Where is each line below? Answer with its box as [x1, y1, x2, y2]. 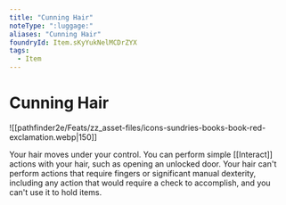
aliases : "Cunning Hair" [9, 29, 102, 38]
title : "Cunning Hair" [9, 12, 94, 22]
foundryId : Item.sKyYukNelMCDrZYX [9, 37, 138, 47]
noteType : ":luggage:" [9, 21, 94, 30]
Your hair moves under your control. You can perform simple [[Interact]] [9, 149, 274, 160]
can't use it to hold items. [9, 186, 102, 197]
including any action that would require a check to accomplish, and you [9, 177, 271, 188]
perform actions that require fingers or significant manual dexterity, [9, 168, 257, 178]
